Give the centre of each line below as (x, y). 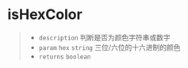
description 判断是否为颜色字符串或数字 (105, 37)
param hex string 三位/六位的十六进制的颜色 (109, 47)
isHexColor (45, 15)
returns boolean (65, 57)
